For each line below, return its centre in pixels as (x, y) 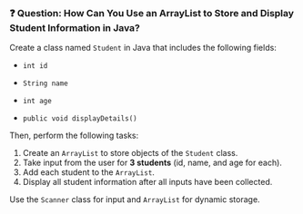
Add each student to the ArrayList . (88, 172)
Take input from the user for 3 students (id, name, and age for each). (152, 163)
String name (45, 83)
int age (37, 102)
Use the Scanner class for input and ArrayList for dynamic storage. (135, 199)
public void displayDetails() (80, 119)
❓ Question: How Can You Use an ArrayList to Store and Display (151, 13)
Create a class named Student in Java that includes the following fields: (143, 48)
